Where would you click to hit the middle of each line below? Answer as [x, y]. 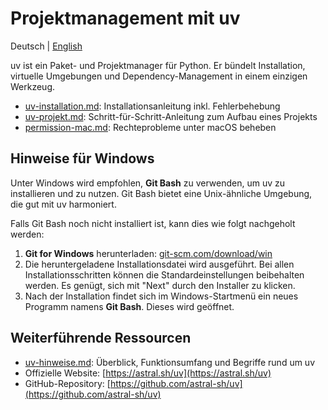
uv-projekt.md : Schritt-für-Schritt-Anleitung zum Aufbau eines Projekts [171, 116]
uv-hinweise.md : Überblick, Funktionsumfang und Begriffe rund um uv [170, 362]
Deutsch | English [46, 46]
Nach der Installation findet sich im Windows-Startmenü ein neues [161, 296]
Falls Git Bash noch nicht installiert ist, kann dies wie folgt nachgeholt [153, 223]
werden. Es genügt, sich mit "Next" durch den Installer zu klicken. [160, 285]
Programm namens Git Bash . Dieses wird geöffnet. [129, 306]
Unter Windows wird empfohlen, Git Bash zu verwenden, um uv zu [148, 183]
